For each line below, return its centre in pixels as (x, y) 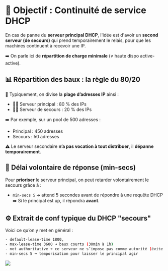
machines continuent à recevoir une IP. (46, 45)
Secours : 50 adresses (36, 136)
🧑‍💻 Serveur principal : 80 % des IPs (50, 104)
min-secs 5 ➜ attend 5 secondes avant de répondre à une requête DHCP (88, 195)
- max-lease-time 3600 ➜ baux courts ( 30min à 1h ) (59, 244)
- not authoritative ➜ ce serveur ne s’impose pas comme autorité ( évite (84, 249)
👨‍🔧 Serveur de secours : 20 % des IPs (52, 109)
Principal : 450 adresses (38, 131)
